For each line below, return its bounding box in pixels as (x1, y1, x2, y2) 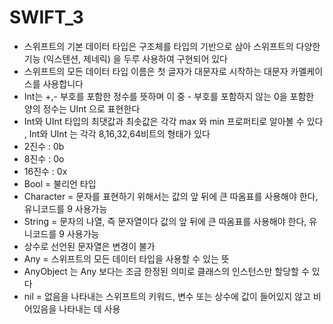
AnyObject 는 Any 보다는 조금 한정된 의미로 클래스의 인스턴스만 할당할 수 (23, 265, 310, 277)
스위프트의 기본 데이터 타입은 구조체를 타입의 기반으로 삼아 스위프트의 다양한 (23, 40, 321, 52)
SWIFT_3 (9, 6, 84, 29)
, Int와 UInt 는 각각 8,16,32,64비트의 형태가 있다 (23, 127, 211, 140)
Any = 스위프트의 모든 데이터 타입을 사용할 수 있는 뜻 (23, 252, 230, 265)
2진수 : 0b (23, 140, 65, 152)
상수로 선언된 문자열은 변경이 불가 (23, 240, 156, 252)
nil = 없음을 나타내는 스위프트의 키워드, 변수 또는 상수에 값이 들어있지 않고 (23, 290, 311, 302)
